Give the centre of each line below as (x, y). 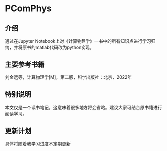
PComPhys (29, 9)
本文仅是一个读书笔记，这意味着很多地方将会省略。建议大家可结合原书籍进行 (83, 107)
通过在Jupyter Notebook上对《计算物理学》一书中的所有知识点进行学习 (78, 41)
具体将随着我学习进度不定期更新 (38, 144)
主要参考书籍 (25, 64)
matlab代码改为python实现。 (65, 47)
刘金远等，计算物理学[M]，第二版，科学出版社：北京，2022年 (69, 77)
